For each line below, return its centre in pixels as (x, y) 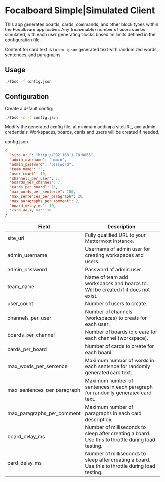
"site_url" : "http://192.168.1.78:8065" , (53, 155)
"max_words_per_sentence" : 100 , (43, 192)
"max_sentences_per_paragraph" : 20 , (47, 197)
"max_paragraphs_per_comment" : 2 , (45, 201)
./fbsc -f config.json (28, 81)
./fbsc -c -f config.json (31, 118)
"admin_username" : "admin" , (38, 160)
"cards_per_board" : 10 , (34, 187)
